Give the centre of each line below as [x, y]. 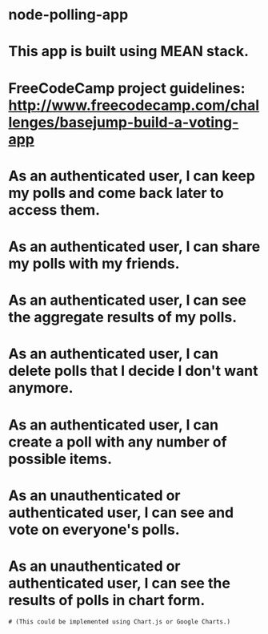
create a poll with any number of [118, 442]
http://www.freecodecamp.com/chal [134, 105]
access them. [54, 210]
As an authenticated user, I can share [134, 246]
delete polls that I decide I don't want [133, 371]
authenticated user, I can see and [121, 513]
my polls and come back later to [116, 193]
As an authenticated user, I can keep [132, 176]
